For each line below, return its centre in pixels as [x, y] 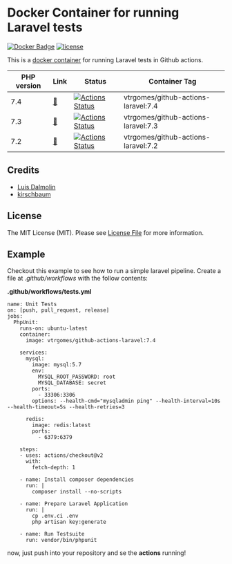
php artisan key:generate [69, 522]
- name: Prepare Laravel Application [74, 504]
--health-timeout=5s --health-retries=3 [66, 407]
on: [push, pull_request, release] [58, 310]
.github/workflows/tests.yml [49, 292]
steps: [29, 450]
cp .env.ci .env [55, 516]
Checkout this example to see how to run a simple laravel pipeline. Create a [114, 271]
